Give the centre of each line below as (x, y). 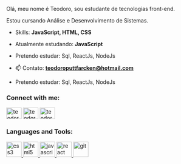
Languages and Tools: (39, 132)
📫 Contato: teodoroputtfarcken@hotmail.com (74, 68)
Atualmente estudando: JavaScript (59, 44)
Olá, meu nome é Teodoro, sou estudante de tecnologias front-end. (90, 9)
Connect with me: (33, 98)
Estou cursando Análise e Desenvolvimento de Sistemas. (77, 20)
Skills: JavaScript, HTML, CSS (53, 32)
